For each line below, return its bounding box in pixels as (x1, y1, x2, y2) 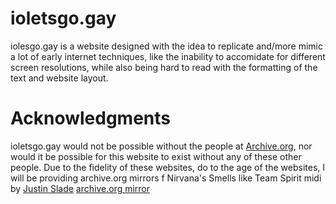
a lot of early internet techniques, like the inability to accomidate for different (10, 50, 326, 62)
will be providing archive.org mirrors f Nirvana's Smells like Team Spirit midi (10, 172, 322, 184)
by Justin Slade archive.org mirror (10, 182, 151, 194)
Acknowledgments (10, 107, 172, 130)
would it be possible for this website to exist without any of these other (10, 150, 302, 162)
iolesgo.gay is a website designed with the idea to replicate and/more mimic (10, 40, 323, 52)
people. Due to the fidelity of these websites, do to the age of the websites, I (10, 161, 325, 173)
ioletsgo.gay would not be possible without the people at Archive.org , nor (10, 140, 313, 152)
